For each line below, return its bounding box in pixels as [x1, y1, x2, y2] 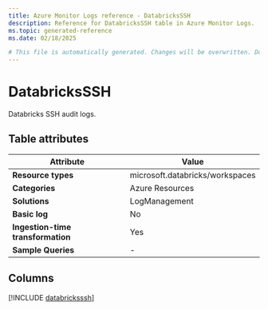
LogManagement [129, 195, 194, 206]
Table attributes [8, 133, 89, 146]
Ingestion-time [12, 221, 72, 232]
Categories [12, 182, 56, 193]
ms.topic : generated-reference [8, 26, 112, 34]
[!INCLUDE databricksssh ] [8, 292, 95, 302]
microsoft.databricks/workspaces [129, 169, 256, 181]
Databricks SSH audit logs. [8, 109, 97, 119]
